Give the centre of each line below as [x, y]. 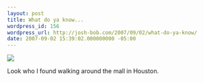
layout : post [26, 13]
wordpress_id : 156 [33, 26]
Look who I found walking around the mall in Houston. [83, 71]
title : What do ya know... [46, 20]
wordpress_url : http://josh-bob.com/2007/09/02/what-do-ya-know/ [102, 32]
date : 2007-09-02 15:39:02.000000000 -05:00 [72, 39]
